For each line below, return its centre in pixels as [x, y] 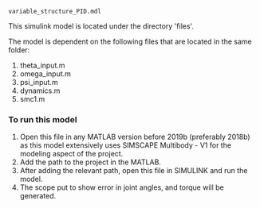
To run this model [43, 119]
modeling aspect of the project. [71, 154]
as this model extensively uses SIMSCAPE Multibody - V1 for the [126, 145]
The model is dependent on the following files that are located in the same [130, 41]
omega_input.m [45, 74]
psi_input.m [39, 82]
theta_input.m [42, 65]
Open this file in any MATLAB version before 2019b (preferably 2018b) [135, 137]
